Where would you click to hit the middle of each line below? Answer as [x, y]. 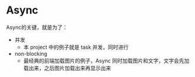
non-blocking [31, 53]
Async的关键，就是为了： [37, 27]
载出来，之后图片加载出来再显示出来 [67, 68]
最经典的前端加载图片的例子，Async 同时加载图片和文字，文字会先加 [106, 61]
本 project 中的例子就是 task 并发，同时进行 [76, 47]
